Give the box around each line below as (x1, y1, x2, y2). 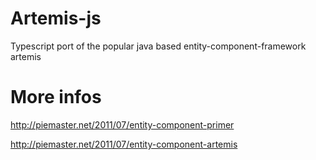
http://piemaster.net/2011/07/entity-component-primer (10, 118, 235, 131)
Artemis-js (10, 7, 102, 30)
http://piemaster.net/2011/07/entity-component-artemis (10, 138, 238, 150)
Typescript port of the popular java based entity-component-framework (10, 40, 307, 52)
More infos (10, 86, 102, 109)
